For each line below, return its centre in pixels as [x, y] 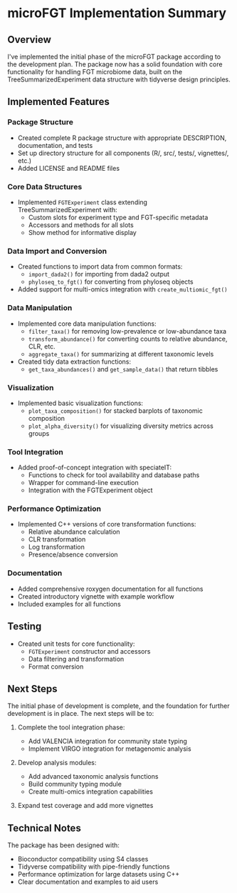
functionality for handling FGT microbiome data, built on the [95, 72]
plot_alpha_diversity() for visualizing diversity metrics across [121, 426]
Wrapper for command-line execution [83, 483]
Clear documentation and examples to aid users [88, 882]
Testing [25, 627]
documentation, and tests [55, 145]
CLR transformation [57, 539]
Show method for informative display [82, 232]
